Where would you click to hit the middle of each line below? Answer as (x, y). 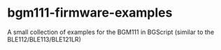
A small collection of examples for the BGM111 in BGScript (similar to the (111, 32)
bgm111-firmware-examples (90, 13)
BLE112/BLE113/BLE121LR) (44, 39)
